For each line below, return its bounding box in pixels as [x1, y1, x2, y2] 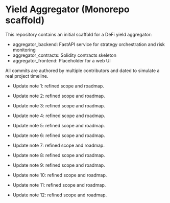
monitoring [12, 47, 36, 53]
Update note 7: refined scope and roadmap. [12, 142, 105, 148]
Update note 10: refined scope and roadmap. [12, 172, 107, 178]
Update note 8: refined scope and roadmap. [12, 152, 106, 158]
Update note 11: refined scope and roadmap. [12, 182, 106, 188]
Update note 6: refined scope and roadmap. [12, 132, 106, 139]
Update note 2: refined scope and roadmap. [12, 93, 106, 99]
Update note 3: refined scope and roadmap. [12, 102, 106, 108]
